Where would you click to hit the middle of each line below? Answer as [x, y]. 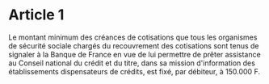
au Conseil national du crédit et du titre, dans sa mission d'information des [132, 63]
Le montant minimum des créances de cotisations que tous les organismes [133, 37]
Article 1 [36, 15]
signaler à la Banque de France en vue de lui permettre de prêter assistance [134, 54]
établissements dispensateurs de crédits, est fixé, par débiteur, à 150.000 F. [134, 71]
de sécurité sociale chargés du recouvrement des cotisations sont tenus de [134, 45]
